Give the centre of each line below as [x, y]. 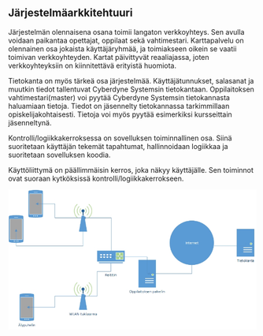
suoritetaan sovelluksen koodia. [59, 155]
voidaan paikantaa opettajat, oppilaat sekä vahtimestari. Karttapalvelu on [126, 40]
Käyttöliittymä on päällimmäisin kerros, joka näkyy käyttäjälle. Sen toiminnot [131, 170]
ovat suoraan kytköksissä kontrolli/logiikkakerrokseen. [96, 178]
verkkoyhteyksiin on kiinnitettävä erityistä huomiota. [93, 65]
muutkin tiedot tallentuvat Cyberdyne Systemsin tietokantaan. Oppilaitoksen [131, 89]
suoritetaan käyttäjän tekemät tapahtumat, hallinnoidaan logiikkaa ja [118, 146]
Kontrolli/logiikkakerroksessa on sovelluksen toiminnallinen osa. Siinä [120, 138]
